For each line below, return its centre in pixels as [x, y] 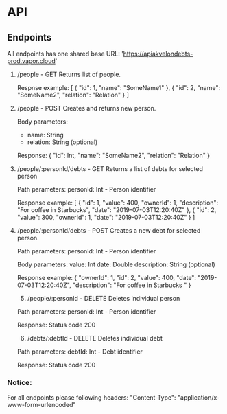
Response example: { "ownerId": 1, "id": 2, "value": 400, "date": [107, 278]
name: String [45, 135]
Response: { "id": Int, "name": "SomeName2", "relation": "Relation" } [113, 156]
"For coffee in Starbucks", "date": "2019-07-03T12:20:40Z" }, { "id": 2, [117, 210]
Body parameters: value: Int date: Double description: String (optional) [116, 264]
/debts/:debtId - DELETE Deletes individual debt [95, 338]
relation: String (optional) [62, 142]
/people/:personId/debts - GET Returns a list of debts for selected [110, 169]
